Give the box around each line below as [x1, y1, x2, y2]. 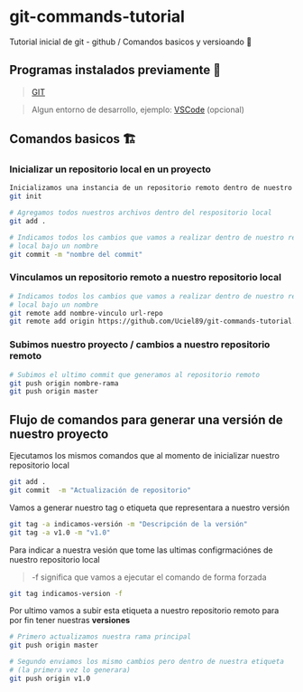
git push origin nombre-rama [9, 378, 119, 388]
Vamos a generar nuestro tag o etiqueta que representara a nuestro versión [9, 502, 290, 513]
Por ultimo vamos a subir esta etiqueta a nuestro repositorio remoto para [9, 605, 280, 616]
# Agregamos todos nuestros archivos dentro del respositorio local [9, 208, 272, 218]
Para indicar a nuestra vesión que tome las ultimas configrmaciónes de [9, 545, 273, 555]
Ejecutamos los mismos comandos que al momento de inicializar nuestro [9, 450, 280, 461]
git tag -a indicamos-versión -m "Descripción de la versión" [9, 519, 248, 528]
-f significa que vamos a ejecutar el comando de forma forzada [31, 572, 268, 583]
